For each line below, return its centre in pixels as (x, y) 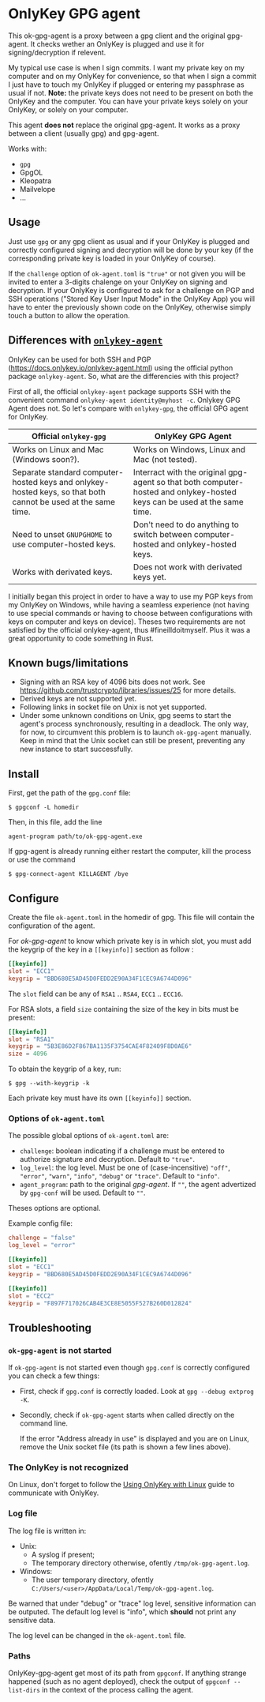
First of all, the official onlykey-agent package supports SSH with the (119, 391)
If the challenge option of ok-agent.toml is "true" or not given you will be (127, 273)
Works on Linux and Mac (58, 449)
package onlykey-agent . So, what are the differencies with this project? (123, 376)
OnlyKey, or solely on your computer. (68, 109)
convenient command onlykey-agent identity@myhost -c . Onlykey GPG (124, 400)
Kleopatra (35, 180)
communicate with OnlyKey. (54, 1493)
